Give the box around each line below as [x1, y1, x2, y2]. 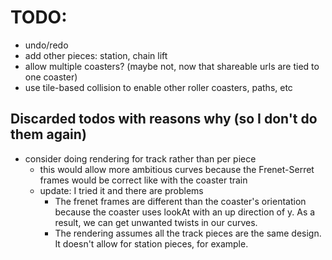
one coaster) [24, 71, 78, 83]
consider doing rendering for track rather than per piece [24, 152, 257, 165]
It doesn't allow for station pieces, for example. [54, 237, 249, 250]
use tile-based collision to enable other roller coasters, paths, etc [24, 81, 293, 93]
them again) [10, 126, 87, 143]
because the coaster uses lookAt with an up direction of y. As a [54, 206, 316, 218]
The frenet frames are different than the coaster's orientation [54, 195, 307, 207]
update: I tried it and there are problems [39, 184, 204, 196]
